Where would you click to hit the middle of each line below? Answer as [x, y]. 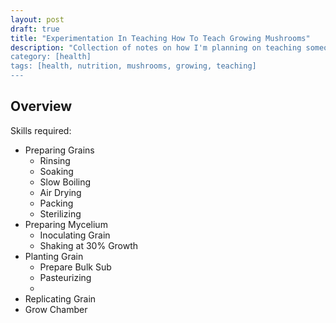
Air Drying [60, 192]
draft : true [35, 29]
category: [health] [51, 57]
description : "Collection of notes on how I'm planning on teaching [156, 47]
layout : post [37, 19]
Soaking [56, 171]
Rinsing [55, 160]
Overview [41, 106]
